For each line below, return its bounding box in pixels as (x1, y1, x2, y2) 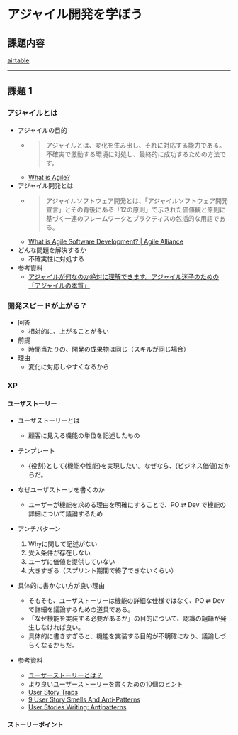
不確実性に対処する (28, 254, 85, 263)
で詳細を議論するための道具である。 (28, 605, 135, 614)
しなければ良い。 (34, 623, 85, 632)
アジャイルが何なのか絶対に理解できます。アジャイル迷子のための (28, 272, 220, 281)
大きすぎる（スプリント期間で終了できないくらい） (28, 566, 178, 575)
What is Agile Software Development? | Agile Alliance (28, 237, 184, 246)
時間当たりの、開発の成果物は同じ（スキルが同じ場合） (28, 344, 190, 353)
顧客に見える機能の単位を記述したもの (28, 431, 140, 440)
